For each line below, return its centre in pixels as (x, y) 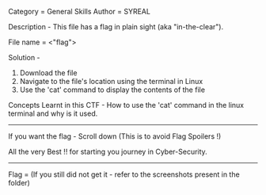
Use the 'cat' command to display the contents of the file (112, 90)
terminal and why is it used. (53, 113)
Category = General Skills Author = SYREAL (79, 11)
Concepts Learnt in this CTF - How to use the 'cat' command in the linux (126, 105)
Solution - (25, 57)
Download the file (48, 73)
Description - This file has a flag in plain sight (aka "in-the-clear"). (116, 27)
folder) (19, 183)
